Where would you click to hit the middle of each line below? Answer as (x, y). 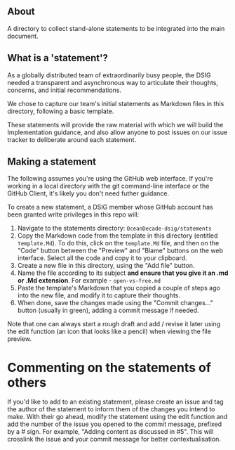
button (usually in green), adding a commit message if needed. (108, 310)
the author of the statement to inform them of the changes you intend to (111, 409)
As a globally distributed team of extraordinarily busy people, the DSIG (109, 75)
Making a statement (52, 162)
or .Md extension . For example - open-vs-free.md (89, 281)
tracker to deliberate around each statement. (72, 139)
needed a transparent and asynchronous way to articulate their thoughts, (113, 82)
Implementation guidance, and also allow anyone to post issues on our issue (117, 132)
